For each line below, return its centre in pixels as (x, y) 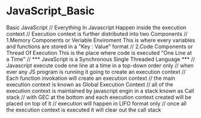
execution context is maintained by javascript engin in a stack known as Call (100, 91)
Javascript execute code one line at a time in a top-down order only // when (100, 65)
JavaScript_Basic (50, 11)
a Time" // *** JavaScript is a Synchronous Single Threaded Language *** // (100, 59)
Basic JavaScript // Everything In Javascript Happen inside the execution (96, 27)
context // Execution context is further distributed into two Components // (97, 33)
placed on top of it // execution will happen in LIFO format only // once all (97, 103)
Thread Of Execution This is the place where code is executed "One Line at (99, 52)
